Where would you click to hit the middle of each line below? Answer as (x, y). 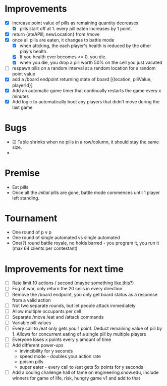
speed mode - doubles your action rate (60, 356)
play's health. (34, 52)
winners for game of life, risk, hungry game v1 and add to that (76, 378)
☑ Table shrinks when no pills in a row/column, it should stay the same (86, 142)
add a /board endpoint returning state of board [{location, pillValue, (82, 80)
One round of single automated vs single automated (66, 238)
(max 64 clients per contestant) (45, 248)
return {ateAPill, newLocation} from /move (56, 34)
